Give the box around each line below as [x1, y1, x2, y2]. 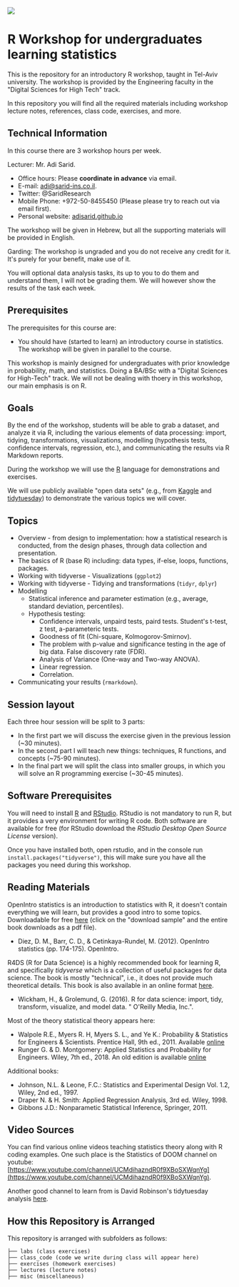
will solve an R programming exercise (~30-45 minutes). [17, 769, 183, 777]
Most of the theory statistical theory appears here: [7, 1016, 156, 1024]
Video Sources [7, 1124, 75, 1136]
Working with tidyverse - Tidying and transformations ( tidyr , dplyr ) [17, 579, 218, 588]
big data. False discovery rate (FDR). [39, 647, 147, 656]
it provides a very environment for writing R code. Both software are [7, 816, 207, 824]
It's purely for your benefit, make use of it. [7, 254, 131, 263]
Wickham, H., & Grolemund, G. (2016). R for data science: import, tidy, [17, 994, 223, 1003]
